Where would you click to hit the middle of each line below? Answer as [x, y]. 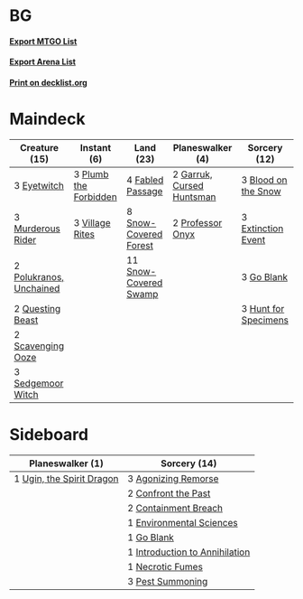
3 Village [92, 222]
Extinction [262, 229]
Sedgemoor [39, 383]
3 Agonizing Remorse [173, 478]
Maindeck [47, 119]
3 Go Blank [265, 276]
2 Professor [197, 222]
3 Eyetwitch [39, 185]
